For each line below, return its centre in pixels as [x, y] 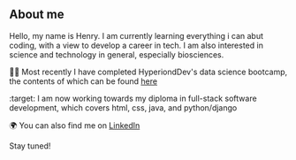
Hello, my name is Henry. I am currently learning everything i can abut [136, 35]
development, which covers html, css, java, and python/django [123, 107]
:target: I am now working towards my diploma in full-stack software [133, 98]
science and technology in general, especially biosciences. [117, 54]
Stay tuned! [30, 146]
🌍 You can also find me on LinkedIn [75, 125]
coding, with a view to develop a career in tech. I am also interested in [136, 45]
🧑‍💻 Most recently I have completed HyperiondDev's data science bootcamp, [148, 72]
